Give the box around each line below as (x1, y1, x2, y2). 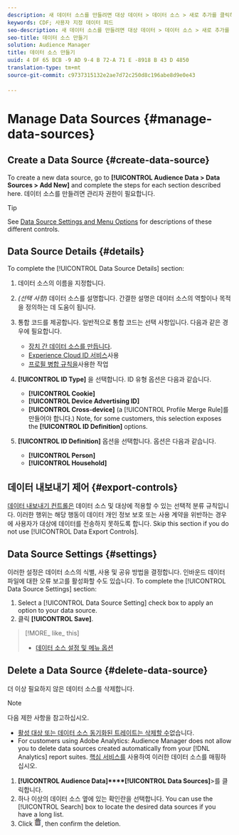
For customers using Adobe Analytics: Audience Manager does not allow (17, 736, 232, 745)
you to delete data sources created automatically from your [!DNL (17, 744, 211, 752)
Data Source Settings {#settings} (7, 548, 158, 560)
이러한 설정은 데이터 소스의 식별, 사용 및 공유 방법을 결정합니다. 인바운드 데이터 (7, 567, 225, 576)
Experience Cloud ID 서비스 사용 (28, 351, 119, 360)
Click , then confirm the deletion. (17, 819, 121, 828)
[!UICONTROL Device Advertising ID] (28, 397, 140, 405)
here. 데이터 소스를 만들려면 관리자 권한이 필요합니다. (7, 189, 155, 197)
